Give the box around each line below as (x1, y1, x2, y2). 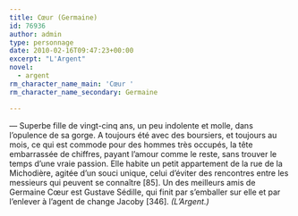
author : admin (9, 29, 63, 38)
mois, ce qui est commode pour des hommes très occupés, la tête (9, 139, 253, 150)
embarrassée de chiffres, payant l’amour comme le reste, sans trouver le (9, 148, 277, 159)
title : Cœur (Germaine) (9, 12, 98, 22)
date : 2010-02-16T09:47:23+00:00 (9, 46, 134, 55)
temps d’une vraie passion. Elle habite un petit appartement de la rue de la (9, 158, 284, 169)
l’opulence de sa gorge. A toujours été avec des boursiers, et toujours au (9, 129, 277, 140)
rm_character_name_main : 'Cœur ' (9, 79, 134, 88)
